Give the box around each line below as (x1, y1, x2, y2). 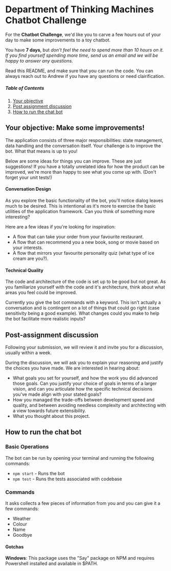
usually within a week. (5, 350, 52, 356)
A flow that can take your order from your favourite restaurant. (12, 233, 144, 239)
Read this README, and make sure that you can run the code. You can (5, 68, 154, 74)
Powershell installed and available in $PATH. (5, 560, 99, 567)
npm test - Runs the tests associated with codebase (12, 476, 123, 482)
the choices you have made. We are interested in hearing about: (5, 365, 140, 371)
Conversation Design (5, 186, 51, 192)
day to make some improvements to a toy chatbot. (5, 37, 111, 43)
